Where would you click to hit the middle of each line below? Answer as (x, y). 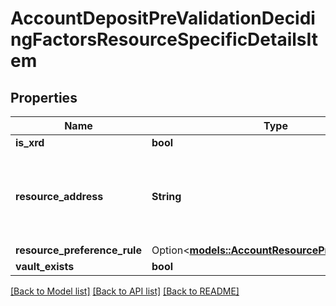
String (166, 196)
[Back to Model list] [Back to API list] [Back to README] (125, 291)
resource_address (59, 196)
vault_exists (45, 266)
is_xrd (30, 142)
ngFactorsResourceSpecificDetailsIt (164, 39)
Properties (44, 97)
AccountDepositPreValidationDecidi (163, 18)
